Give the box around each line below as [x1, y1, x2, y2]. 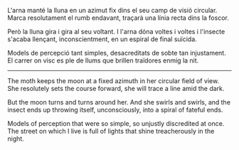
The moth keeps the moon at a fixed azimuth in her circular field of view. [7, 77, 219, 85]
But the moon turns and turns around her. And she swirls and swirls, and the [7, 98, 231, 106]
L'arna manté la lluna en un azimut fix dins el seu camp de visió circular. [7, 6, 218, 14]
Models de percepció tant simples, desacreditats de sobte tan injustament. [7, 49, 226, 57]
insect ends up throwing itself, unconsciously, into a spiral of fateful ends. [7, 106, 223, 114]
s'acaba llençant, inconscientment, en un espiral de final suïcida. [7, 35, 197, 43]
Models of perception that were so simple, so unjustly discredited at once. [7, 119, 225, 127]
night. [7, 134, 25, 143]
